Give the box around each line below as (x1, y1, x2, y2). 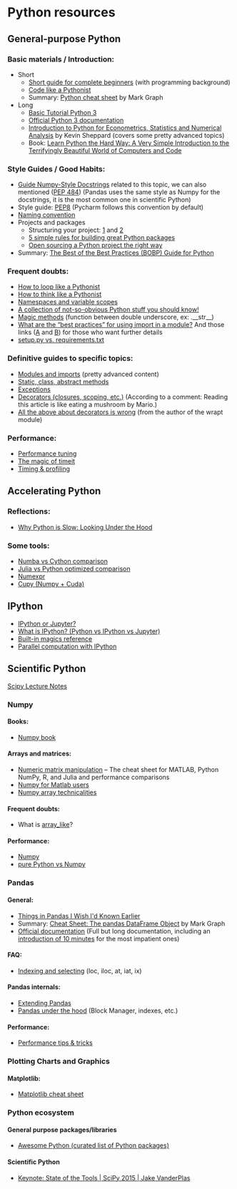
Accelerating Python (7, 485, 101, 497)
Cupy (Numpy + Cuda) (17, 580, 84, 588)
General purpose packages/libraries (7, 1125, 117, 1134)
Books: (7, 717, 29, 726)
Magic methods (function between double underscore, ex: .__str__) (17, 313, 214, 321)
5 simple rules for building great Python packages (28, 234, 176, 242)
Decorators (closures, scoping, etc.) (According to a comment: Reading (17, 392, 228, 401)
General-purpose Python (7, 33, 121, 45)
